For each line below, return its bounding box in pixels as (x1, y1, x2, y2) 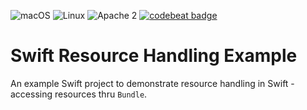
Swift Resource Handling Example (10, 45, 298, 67)
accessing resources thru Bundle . (10, 88, 148, 100)
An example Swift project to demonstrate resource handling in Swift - (10, 77, 295, 89)
